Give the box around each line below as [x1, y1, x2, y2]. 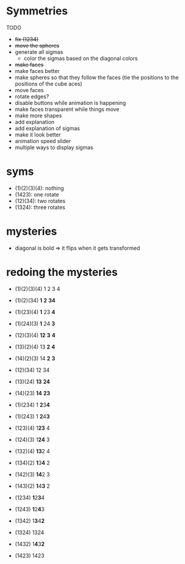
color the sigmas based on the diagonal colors [23, 54, 138, 62]
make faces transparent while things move [14, 105, 119, 113]
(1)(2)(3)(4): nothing [14, 184, 64, 192]
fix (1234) [14, 35, 39, 43]
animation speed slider [14, 137, 71, 144]
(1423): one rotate [14, 190, 60, 198]
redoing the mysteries [6, 265, 118, 279]
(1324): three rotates [14, 204, 66, 211]
